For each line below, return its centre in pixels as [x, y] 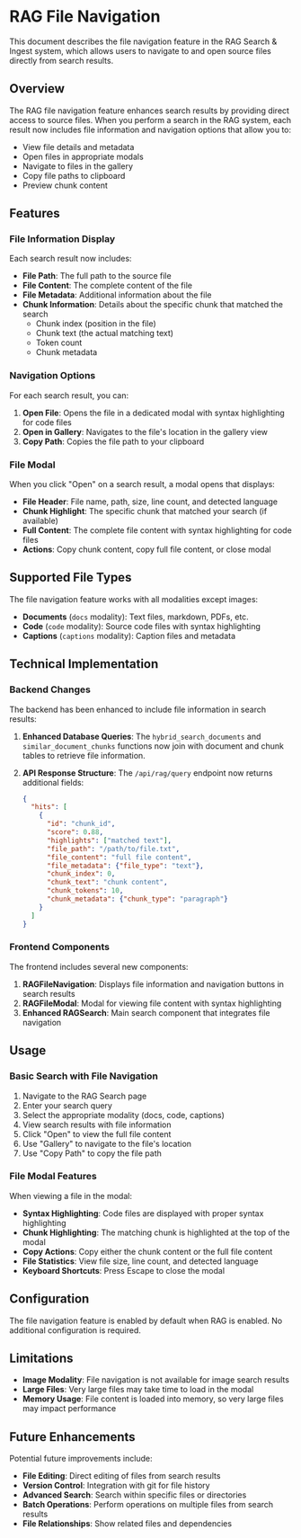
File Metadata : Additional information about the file [117, 295]
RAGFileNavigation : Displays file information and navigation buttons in [153, 984]
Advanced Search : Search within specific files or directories [134, 1495]
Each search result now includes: [71, 259]
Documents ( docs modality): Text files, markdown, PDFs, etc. [135, 617]
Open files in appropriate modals [83, 156]
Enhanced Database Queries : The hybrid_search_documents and [142, 736]
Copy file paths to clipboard [74, 175]
